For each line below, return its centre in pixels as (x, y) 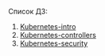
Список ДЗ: (28, 11)
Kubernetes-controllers (58, 35)
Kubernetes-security (54, 43)
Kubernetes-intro (48, 26)
